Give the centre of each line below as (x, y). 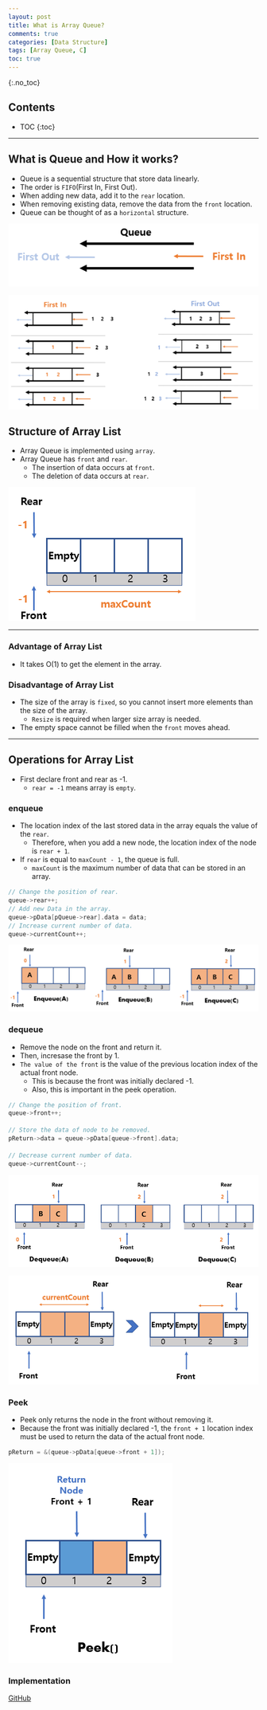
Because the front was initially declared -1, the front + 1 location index (136, 1428)
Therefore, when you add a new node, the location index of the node (144, 843)
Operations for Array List (71, 760)
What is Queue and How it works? (93, 159)
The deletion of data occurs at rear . (90, 476)
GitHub (20, 1698)
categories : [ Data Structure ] (58, 42)
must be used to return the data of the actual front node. (112, 1437)
